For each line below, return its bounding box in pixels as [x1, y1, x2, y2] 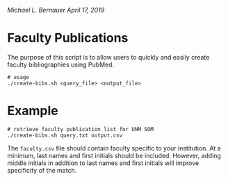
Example [7, 103, 58, 119]
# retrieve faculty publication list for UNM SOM [7, 126, 154, 132]
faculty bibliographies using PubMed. [7, 60, 115, 69]
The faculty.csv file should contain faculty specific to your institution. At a [7, 144, 221, 152]
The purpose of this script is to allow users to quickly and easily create [7, 53, 210, 61]
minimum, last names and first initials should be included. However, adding [7, 151, 221, 160]
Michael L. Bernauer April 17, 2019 [7, 6, 105, 14]
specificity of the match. [7, 166, 77, 174]
